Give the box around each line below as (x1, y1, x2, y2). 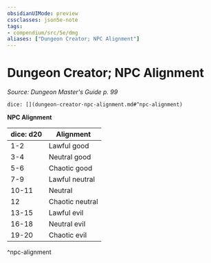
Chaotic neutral (48, 197, 98, 207)
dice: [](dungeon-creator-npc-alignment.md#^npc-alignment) (7, 101, 184, 108)
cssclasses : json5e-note (7, 16, 78, 23)
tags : (7, 23, 23, 30)
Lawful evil (48, 208, 84, 218)
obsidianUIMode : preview (7, 10, 78, 17)
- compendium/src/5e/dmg (7, 29, 78, 36)
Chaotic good (48, 163, 93, 173)
